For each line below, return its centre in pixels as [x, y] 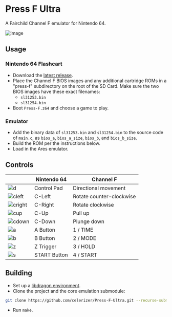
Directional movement [99, 188]
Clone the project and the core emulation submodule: [69, 291]
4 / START [85, 255]
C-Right [44, 204]
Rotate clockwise [93, 204]
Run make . [23, 310]
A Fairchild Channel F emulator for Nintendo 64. [56, 23]
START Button [51, 255]
